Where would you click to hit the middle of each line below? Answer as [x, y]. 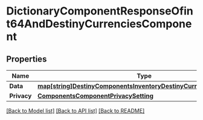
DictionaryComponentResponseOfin [100, 11]
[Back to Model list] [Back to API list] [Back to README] [76, 111]
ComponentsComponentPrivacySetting [95, 96]
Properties [27, 59]
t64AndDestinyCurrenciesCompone [99, 24]
